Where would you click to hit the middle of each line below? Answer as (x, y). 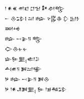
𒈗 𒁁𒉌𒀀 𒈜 (23, 39)
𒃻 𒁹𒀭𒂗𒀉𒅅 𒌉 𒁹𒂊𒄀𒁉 (36, 89)
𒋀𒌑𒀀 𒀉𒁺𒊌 (23, 69)
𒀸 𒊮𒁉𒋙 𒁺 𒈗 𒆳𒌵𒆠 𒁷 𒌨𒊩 (42, 18)
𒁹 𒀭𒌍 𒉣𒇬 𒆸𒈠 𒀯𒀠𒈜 (35, 8)
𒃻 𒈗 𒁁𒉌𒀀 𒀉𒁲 (27, 79)
